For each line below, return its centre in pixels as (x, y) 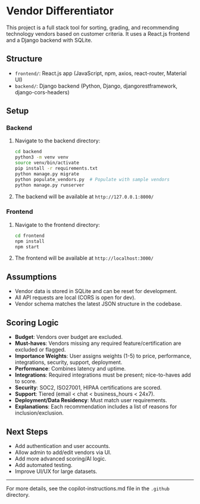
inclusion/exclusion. (39, 413)
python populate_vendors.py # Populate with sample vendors (92, 179)
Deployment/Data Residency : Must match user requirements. (91, 400)
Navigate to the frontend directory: (57, 225)
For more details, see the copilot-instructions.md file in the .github (88, 488)
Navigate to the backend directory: (57, 141)
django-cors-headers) (42, 92)
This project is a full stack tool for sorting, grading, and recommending (93, 27)
